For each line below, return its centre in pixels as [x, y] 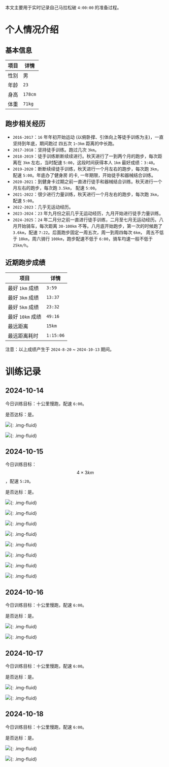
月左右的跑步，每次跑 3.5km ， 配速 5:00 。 [56, 188]
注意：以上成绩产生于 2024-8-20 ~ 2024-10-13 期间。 [60, 349]
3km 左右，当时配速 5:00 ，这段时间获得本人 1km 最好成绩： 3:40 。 [90, 162]
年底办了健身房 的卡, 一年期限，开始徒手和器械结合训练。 [96, 175]
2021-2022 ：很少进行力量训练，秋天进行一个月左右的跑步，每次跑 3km [85, 194]
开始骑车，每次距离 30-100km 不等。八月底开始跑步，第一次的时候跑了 [90, 226]
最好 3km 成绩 [23, 297]
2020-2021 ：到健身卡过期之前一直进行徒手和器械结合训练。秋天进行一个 [87, 181]
